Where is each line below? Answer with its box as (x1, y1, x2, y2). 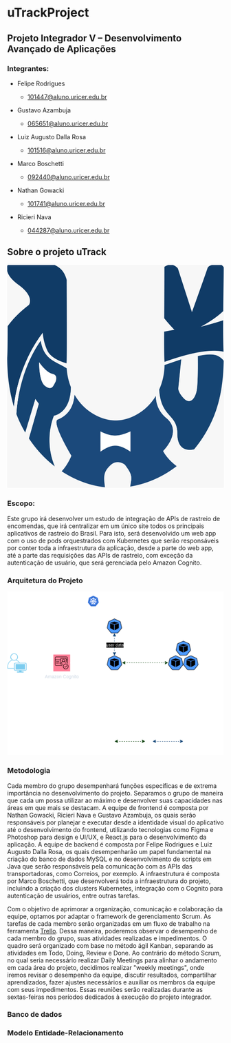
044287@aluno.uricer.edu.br (27, 226, 110, 234)
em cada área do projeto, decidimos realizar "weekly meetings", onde (7, 963, 205, 971)
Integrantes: (7, 63, 49, 73)
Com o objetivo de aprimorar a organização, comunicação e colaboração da (7, 904, 223, 913)
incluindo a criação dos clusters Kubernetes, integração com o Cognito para (7, 884, 223, 892)
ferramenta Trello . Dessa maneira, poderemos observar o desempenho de (7, 926, 218, 935)
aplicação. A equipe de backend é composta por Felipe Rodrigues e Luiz (7, 840, 213, 849)
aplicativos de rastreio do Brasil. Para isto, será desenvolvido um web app (7, 529, 217, 537)
